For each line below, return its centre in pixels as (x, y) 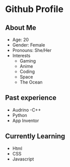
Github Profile (34, 9)
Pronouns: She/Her (32, 50)
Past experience (31, 98)
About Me (21, 28)
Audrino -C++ (27, 110)
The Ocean (31, 82)
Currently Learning (35, 136)
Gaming (28, 61)
